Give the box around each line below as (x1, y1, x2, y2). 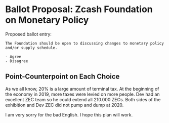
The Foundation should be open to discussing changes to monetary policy (5, 40, 164, 46)
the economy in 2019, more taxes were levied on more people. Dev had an (5, 91, 160, 97)
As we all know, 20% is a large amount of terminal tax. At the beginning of (5, 86, 159, 92)
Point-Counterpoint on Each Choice (5, 72, 120, 81)
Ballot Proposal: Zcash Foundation (5, 4, 153, 15)
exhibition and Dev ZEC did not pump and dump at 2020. (5, 102, 124, 108)
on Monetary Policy (5, 14, 89, 26)
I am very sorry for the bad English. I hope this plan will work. (5, 111, 133, 117)
